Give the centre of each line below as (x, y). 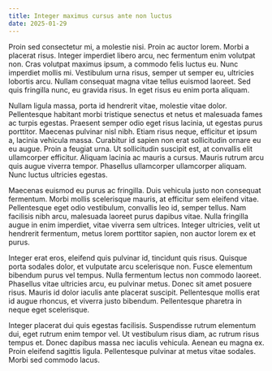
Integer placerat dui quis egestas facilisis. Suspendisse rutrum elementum (132, 325)
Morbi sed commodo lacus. (54, 360)
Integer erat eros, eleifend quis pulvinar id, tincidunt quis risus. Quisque (128, 257)
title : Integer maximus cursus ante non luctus (91, 16)
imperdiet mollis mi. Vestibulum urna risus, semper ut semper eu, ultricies (131, 72)
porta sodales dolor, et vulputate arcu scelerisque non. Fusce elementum (131, 266)
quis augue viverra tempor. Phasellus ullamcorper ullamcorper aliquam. (128, 166)
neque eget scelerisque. (49, 309)
